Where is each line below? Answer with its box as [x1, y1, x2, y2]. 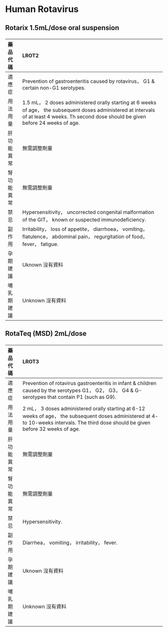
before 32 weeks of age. [22, 425, 80, 432]
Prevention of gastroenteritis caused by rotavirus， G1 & [22, 78, 155, 85]
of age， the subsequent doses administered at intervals [22, 106, 155, 113]
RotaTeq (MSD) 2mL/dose [5, 329, 87, 338]
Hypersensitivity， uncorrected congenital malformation [22, 208, 154, 216]
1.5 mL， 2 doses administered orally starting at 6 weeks [22, 99, 156, 106]
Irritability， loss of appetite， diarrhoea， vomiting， [22, 226, 148, 233]
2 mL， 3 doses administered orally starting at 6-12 [22, 405, 145, 412]
